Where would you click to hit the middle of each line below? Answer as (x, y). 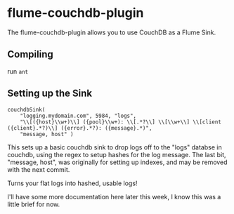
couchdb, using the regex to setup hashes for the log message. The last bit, (117, 154)
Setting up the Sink (50, 94)
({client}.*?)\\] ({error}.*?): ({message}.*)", (80, 128)
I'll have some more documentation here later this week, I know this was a (114, 196)
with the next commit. (39, 169)
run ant (18, 71)
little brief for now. (34, 204)
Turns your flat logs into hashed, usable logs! (72, 183)
